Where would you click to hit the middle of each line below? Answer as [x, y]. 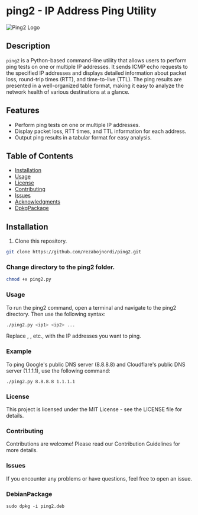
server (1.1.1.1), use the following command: [58, 371]
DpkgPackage [32, 208]
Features [23, 111]
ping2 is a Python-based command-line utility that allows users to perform [96, 60]
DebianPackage [29, 494]
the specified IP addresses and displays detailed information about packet [96, 73]
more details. [22, 450]
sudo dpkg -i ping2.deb [35, 506]
